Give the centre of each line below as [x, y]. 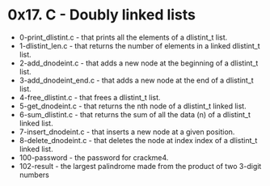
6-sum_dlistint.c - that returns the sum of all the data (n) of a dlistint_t [135, 114]
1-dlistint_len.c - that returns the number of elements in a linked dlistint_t [139, 45]
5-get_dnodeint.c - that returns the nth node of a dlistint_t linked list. [133, 106]
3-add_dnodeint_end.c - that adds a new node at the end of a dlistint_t [136, 80]
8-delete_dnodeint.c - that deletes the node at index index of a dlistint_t [138, 140]
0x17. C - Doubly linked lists [101, 15]
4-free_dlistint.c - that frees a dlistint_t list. [90, 97]
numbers [34, 175]
